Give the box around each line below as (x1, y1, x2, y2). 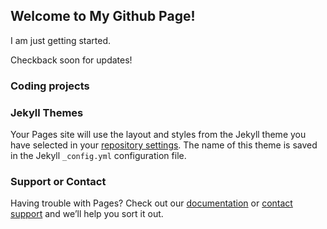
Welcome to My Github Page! (10, 8, 196, 25)
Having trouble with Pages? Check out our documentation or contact (10, 197, 293, 209)
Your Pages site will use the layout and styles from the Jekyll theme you (10, 129, 307, 141)
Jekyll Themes (10, 105, 84, 119)
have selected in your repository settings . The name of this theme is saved (10, 139, 318, 151)
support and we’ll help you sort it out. (10, 208, 164, 220)
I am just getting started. (10, 34, 112, 46)
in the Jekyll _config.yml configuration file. (10, 150, 187, 162)
